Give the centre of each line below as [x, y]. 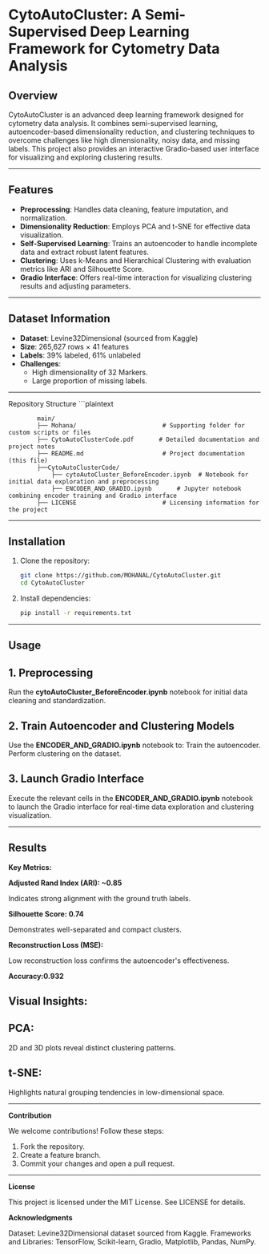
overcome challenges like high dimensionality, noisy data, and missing [124, 140]
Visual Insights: [48, 1001]
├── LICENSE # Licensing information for [149, 503]
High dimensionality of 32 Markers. [90, 372]
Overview [33, 95]
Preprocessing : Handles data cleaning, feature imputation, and [124, 209]
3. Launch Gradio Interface [76, 779]
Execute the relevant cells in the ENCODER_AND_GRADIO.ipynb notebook [131, 798]
